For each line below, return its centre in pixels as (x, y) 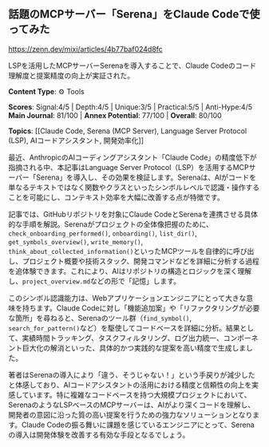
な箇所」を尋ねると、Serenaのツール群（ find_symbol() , (100, 318)
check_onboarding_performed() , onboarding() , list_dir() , (103, 233)
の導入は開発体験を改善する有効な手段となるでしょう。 (99, 434)
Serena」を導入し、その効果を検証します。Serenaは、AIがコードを (146, 177)
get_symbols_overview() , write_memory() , (76, 241)
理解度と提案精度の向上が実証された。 (71, 75)
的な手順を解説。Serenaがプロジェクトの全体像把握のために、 (111, 224)
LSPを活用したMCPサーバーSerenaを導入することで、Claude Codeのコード (133, 65)
